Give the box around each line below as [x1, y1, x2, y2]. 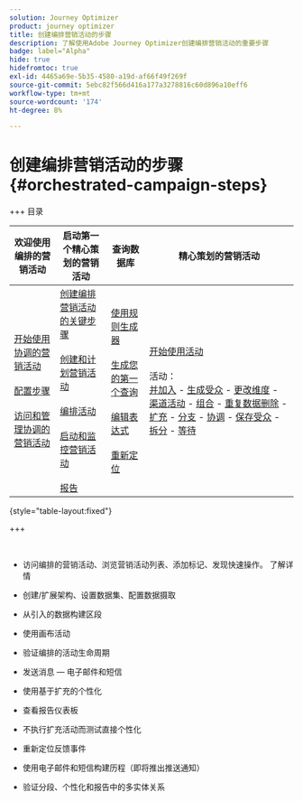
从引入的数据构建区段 [22, 609, 102, 619]
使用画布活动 [22, 629, 70, 639]
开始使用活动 [148, 345, 204, 358]
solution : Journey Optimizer [9, 13, 119, 23]
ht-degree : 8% [9, 106, 63, 115]
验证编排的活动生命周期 [22, 647, 110, 658]
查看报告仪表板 [22, 705, 78, 716]
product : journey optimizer [9, 22, 115, 31]
